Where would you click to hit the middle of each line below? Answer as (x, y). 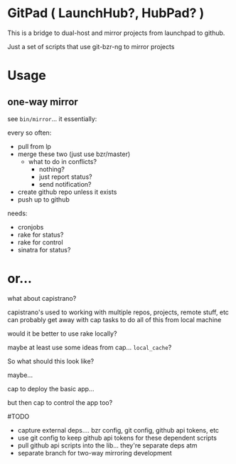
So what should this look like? (51, 361)
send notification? (65, 184)
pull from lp (34, 146)
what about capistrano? (42, 298)
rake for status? (41, 234)
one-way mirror (43, 102)
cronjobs (31, 227)
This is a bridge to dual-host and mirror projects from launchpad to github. (116, 33)
